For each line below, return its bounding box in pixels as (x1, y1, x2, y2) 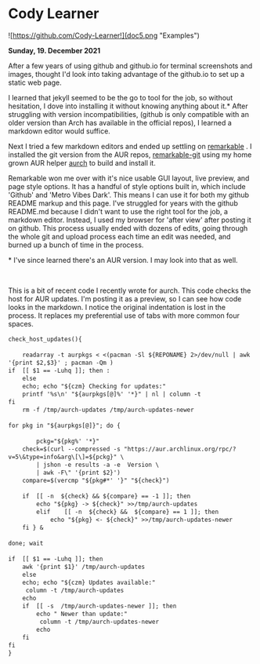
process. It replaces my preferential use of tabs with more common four (8, 311, 240, 320)
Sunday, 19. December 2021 (8, 46, 101, 55)
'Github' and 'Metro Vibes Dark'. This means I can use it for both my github (8, 190, 249, 199)
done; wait (8, 539, 44, 547)
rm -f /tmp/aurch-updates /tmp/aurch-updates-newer (22, 406, 194, 414)
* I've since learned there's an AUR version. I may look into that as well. (8, 255, 238, 265)
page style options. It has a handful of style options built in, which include (8, 181, 246, 191)
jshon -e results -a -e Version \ (42, 461, 159, 469)
